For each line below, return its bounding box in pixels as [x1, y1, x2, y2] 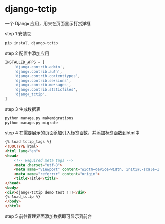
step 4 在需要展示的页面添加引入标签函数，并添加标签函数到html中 [5, 130, 140, 136]
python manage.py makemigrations [5, 115, 74, 121]
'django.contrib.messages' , [14, 83, 71, 88]
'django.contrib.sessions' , [14, 78, 71, 83]
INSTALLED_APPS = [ [5, 60, 45, 65]
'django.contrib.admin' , [14, 64, 65, 69]
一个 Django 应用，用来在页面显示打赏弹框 [5, 20, 91, 26]
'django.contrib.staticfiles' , [14, 87, 78, 92]
